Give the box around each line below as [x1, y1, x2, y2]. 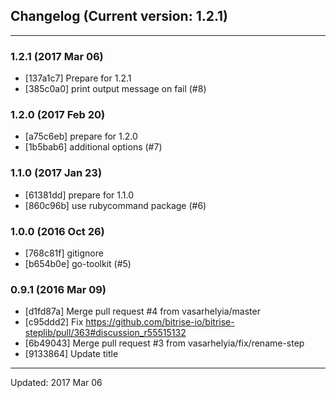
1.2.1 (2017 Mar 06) [10, 49, 104, 63]
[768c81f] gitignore [24, 247, 104, 259]
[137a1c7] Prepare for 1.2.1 [24, 72, 132, 84]
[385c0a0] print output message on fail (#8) [24, 83, 207, 95]
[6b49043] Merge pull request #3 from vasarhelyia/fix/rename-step [24, 337, 305, 349]
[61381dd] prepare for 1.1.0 [24, 189, 135, 201]
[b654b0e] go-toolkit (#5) [24, 258, 132, 269]
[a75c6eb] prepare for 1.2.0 [24, 130, 138, 143]
